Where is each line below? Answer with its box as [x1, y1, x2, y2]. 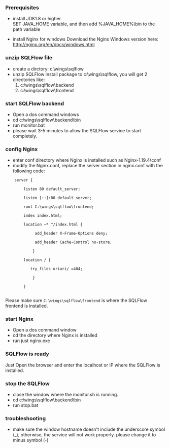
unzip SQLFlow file [5, 54, 52, 61]
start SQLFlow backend [5, 100, 64, 107]
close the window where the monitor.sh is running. [12, 392, 118, 398]
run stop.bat [12, 402, 39, 408]
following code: [12, 168, 45, 174]
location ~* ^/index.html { [23, 222, 83, 227]
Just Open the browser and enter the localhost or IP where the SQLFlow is [5, 362, 161, 368]
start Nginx [5, 316, 34, 323]
